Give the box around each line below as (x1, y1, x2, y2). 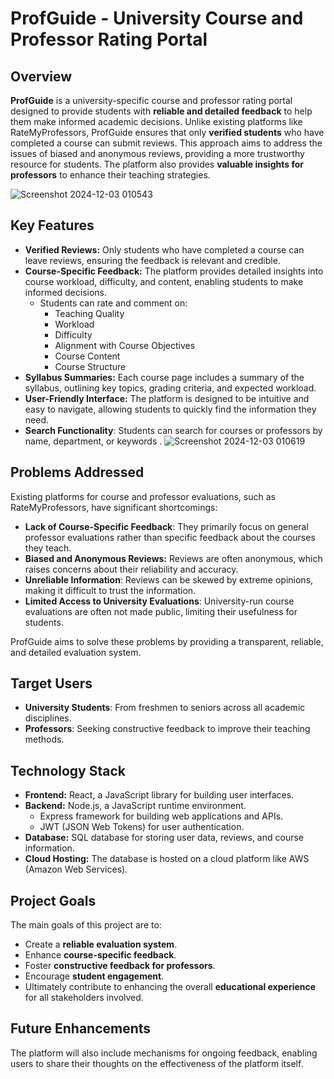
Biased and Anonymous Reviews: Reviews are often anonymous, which (24, 552, 323, 564)
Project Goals (10, 892, 97, 909)
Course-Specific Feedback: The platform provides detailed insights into (24, 265, 324, 277)
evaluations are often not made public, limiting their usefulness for (24, 605, 298, 617)
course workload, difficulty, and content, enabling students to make (24, 275, 304, 287)
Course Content (54, 350, 121, 362)
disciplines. (24, 712, 72, 724)
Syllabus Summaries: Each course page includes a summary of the (24, 371, 305, 383)
